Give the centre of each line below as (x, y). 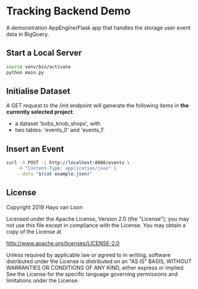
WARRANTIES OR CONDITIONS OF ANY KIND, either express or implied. (95, 267)
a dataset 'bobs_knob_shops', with (58, 124)
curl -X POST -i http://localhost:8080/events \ (68, 163)
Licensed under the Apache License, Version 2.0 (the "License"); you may (98, 219)
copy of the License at (34, 231)
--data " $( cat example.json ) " (55, 174)
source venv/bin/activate (38, 67)
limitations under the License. (43, 280)
